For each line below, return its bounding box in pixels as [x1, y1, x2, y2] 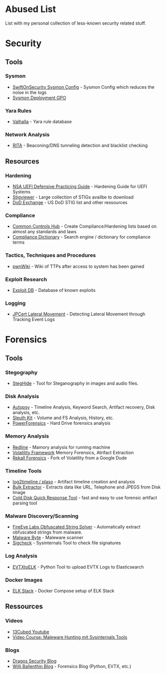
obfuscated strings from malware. [12, 529, 82, 535]
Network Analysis [5, 131, 50, 138]
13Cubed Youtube [12, 628, 49, 635]
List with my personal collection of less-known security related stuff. [5, 20, 146, 26]
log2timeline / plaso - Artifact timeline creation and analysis [12, 479, 135, 485]
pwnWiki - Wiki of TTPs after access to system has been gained [12, 263, 144, 269]
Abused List [5, 4, 56, 15]
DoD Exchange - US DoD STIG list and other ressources [12, 200, 127, 206]
